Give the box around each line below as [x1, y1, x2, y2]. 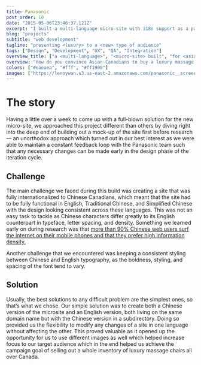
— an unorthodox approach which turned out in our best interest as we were [6, 135, 194, 142]
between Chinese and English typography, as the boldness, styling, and [6, 256, 183, 263]
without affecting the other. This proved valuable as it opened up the [6, 327, 175, 334]
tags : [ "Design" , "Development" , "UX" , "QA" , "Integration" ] [6, 48, 162, 54]
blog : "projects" [6, 31, 50, 37]
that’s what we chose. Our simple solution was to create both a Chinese [6, 302, 182, 309]
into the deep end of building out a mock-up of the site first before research [6, 128, 193, 135]
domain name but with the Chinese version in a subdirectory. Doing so [6, 315, 179, 322]
